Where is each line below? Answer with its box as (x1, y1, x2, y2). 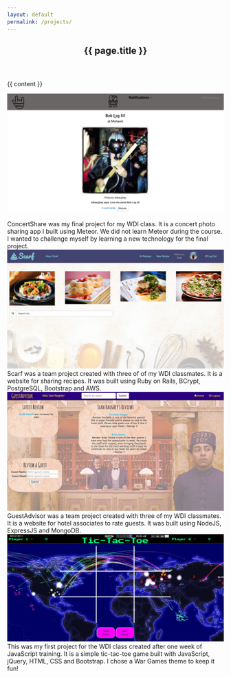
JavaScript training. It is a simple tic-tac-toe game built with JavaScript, (7, 649, 210, 658)
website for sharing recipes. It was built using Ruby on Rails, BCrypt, (7, 377, 201, 386)
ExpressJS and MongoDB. (7, 526, 81, 535)
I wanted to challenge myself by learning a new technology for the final (7, 235, 208, 243)
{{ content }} (7, 79, 43, 88)
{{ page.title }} (83, 45, 148, 57)
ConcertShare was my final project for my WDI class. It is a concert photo (7, 219, 215, 228)
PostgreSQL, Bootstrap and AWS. (7, 384, 102, 392)
